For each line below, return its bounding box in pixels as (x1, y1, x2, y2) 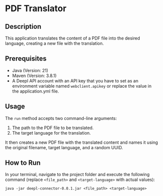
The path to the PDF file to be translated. (12, 125, 94, 131)
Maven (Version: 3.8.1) (12, 73, 57, 78)
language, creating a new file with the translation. (5, 40, 104, 46)
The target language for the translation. (12, 130, 91, 136)
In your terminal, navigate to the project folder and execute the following (5, 172, 150, 177)
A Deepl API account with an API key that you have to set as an (12, 78, 139, 83)
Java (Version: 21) (12, 67, 49, 73)
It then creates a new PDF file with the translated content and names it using (5, 139, 158, 145)
